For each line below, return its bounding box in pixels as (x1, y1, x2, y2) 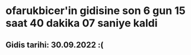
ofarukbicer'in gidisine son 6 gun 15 (5, 4, 186, 18)
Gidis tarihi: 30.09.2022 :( (5, 40, 104, 50)
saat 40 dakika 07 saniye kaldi (5, 16, 158, 30)
